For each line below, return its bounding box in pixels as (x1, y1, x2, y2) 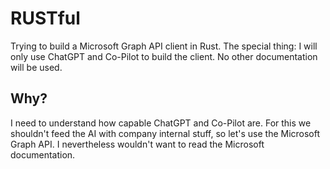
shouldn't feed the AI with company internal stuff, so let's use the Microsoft (10, 127, 321, 139)
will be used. (10, 61, 63, 73)
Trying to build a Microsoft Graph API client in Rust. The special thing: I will (10, 40, 318, 52)
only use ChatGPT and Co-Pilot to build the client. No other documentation (10, 50, 318, 62)
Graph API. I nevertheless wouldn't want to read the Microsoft (10, 138, 265, 150)
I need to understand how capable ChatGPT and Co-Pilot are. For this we (10, 117, 312, 129)
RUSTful (10, 7, 81, 30)
